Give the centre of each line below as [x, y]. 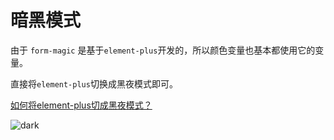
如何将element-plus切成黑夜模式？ [81, 105]
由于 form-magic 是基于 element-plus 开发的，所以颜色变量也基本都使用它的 [163, 50]
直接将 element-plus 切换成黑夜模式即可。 [94, 83]
